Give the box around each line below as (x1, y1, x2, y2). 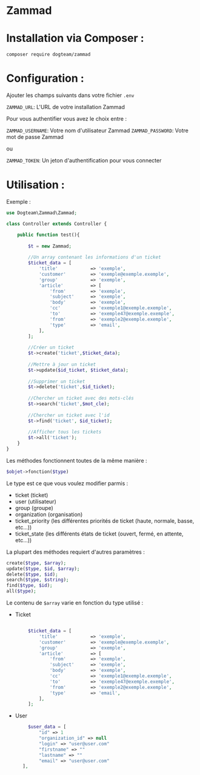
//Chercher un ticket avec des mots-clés (28, 395, 135, 401)
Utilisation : (6, 178, 65, 192)
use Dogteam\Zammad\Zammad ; (6, 210, 78, 216)
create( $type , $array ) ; (6, 560, 67, 566)
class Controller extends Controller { (6, 221, 107, 227)
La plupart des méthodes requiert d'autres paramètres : (6, 548, 145, 555)
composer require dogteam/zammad (6, 52, 91, 58)
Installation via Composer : (6, 32, 144, 45)
